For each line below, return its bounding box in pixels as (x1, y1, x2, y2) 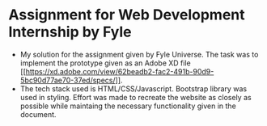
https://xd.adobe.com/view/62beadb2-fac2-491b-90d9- (25, 66, 214, 76)
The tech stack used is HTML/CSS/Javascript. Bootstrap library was (19, 83, 248, 94)
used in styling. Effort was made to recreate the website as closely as (19, 92, 252, 102)
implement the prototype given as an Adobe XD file (19, 58, 192, 68)
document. (19, 109, 57, 119)
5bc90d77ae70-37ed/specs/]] (19, 75, 121, 85)
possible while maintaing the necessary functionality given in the (19, 101, 236, 111)
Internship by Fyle (8, 23, 132, 41)
